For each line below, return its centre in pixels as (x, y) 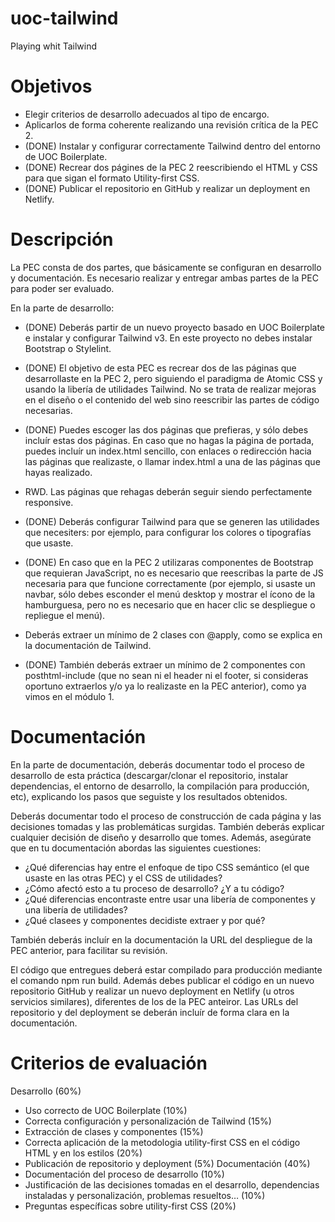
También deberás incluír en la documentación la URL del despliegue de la (161, 939)
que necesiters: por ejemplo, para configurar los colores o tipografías (168, 532)
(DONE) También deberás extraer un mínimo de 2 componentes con (165, 664)
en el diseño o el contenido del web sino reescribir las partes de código (172, 399)
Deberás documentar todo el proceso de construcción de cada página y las (166, 816)
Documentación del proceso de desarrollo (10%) (124, 1174)
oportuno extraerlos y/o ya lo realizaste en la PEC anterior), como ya (165, 686)
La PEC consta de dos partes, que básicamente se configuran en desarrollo (166, 267)
